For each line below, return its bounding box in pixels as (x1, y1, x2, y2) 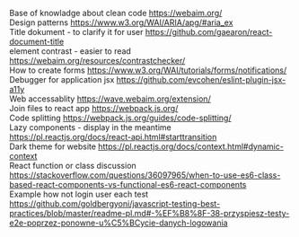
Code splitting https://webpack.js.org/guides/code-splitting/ (9, 112, 232, 123)
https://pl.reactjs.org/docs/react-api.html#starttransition (9, 132, 217, 142)
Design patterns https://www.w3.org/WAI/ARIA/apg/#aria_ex (9, 17, 233, 28)
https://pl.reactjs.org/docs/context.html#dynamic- (98, 141, 285, 152)
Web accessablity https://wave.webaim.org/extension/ (9, 93, 211, 104)
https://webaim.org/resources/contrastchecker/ (9, 56, 186, 66)
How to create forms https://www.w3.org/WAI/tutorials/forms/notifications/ (9, 65, 287, 75)
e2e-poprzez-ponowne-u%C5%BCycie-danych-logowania (9, 217, 228, 228)
